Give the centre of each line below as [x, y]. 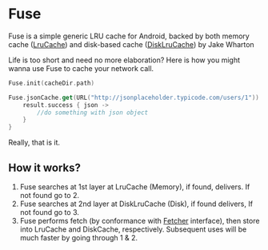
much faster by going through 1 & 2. [79, 238]
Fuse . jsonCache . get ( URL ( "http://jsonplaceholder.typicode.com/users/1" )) [134, 97]
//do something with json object [93, 113]
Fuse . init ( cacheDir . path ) [51, 83]
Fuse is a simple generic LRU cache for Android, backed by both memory [129, 36]
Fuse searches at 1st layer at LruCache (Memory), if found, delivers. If [135, 187]
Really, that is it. [34, 143]
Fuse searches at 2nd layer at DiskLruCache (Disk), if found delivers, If [136, 204]
